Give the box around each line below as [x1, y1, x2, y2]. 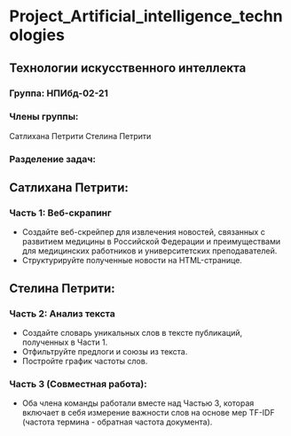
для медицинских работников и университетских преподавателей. [21, 245, 278, 256]
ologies [9, 25, 65, 45]
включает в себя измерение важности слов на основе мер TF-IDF [21, 408, 275, 418]
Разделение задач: [9, 152, 96, 165]
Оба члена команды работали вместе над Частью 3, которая [21, 398, 255, 409]
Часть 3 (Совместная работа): [9, 378, 148, 391]
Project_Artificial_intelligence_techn [9, 6, 283, 27]
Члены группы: [9, 111, 79, 123]
